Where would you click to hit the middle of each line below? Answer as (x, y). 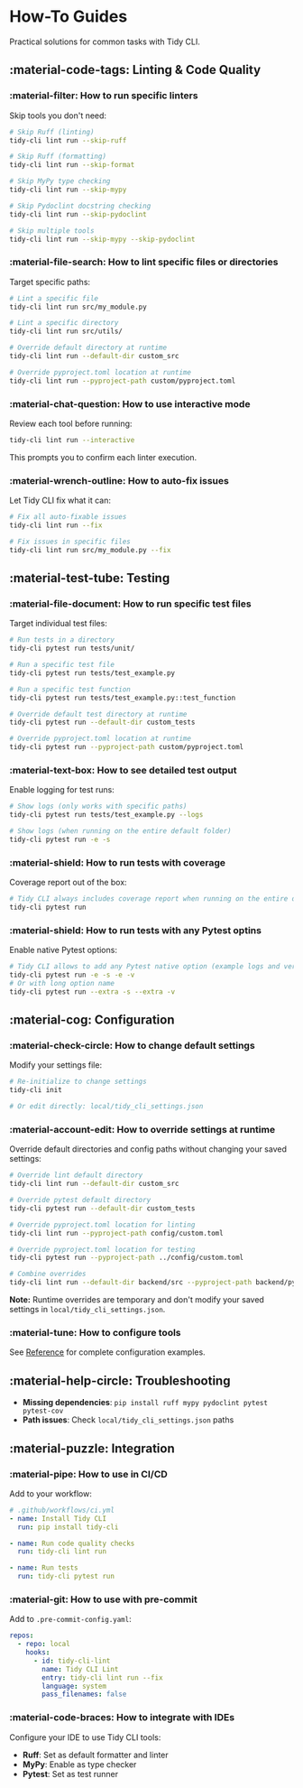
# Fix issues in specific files (70, 542)
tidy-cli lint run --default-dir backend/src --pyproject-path (131, 1283)
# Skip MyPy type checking (60, 181)
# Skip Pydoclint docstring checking (80, 206)
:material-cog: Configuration (92, 1020)
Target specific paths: (50, 282)
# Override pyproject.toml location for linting (102, 1225)
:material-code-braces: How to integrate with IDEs (122, 1718)
